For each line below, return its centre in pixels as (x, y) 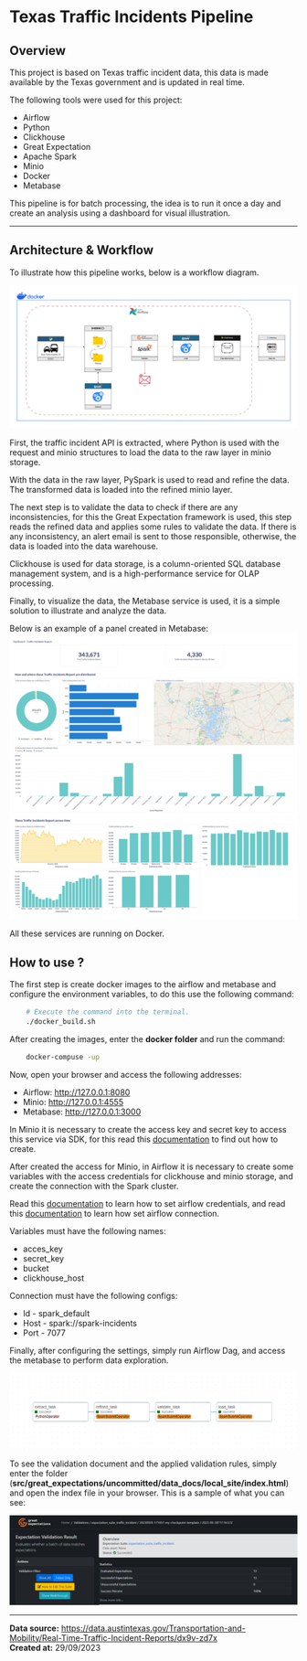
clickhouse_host (53, 1278)
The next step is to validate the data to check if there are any (124, 507)
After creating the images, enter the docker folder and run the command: (148, 1038)
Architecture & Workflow (81, 250)
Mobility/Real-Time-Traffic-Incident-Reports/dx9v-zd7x (113, 1637)
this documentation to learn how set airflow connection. (115, 1213)
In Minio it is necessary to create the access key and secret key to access (148, 1129)
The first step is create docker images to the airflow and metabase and (143, 985)
